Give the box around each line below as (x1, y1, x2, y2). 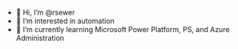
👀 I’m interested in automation (15, 16, 115, 26)
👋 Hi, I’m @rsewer (15, 8, 75, 17)
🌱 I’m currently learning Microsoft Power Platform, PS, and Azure (15, 25, 230, 34)
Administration (15, 33, 65, 43)
